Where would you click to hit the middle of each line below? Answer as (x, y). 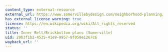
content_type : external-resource (40, 10)
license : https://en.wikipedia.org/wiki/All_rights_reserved (70, 24)
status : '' (16, 28)
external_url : (20, 14)
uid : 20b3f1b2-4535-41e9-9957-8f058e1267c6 (51, 38)
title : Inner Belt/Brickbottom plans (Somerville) (59, 33)
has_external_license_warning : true (43, 19)
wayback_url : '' (22, 42)
